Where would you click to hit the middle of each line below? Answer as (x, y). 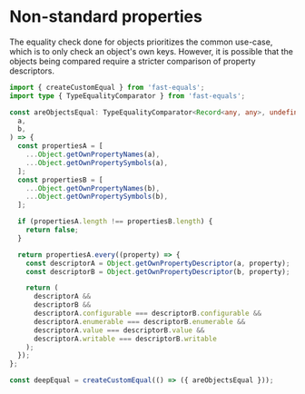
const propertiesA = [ (60, 146)
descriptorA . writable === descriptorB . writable (125, 339)
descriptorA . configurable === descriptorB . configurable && (147, 314)
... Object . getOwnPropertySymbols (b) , (97, 197)
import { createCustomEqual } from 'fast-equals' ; (107, 87)
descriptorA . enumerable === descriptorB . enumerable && (139, 321)
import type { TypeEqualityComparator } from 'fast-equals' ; (128, 96)
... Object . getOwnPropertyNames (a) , (93, 155)
